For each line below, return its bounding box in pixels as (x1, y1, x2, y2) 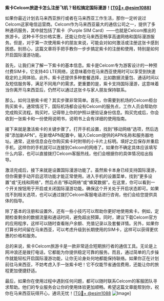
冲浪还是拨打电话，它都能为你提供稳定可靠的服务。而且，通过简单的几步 (9, 250, 155, 255)
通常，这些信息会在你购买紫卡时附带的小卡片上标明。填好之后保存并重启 (13, 138, 159, 144)
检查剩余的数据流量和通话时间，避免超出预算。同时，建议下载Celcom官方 (9, 214, 158, 220)
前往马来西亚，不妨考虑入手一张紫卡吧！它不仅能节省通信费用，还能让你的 (5, 262, 155, 267)
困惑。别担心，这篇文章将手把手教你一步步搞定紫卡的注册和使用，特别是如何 (5, 46, 159, 51)
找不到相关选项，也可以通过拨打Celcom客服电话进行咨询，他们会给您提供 (5, 192, 153, 198)
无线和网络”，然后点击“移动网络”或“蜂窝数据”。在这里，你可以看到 (17, 179, 151, 185)
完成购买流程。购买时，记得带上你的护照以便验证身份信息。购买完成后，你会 (5, 110, 159, 115)
